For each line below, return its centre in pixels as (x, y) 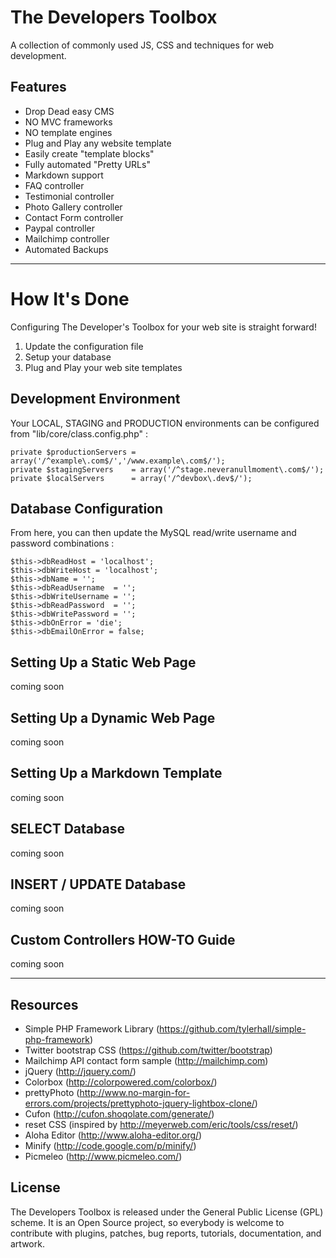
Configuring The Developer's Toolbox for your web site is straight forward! (163, 327)
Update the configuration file (84, 346)
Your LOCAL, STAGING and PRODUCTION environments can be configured (165, 423)
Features (38, 87)
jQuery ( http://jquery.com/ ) (80, 1071)
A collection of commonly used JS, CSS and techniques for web (142, 45)
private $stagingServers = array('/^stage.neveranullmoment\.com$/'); (167, 469)
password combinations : (62, 543)
